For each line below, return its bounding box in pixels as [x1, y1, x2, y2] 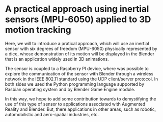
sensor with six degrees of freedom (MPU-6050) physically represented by [5, 46, 158, 51]
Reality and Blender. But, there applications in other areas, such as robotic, [5, 106, 156, 112]
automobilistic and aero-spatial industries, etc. [5, 111, 99, 117]
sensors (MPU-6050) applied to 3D [5, 14, 151, 25]
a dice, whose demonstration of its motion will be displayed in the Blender [5, 50, 155, 57]
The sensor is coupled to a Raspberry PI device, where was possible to [5, 65, 149, 72]
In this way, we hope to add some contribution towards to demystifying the [5, 96, 156, 101]
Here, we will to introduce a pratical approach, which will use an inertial [5, 40, 149, 46]
